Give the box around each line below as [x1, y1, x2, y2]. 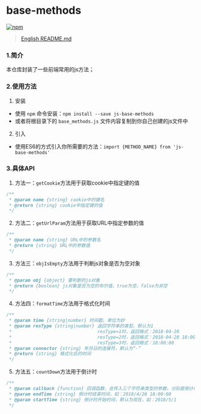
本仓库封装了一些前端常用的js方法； [6, 66, 95, 73]
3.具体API [6, 164, 35, 173]
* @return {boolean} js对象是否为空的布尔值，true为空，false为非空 [8, 283, 168, 289]
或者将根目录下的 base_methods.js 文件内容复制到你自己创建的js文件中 [14, 117, 188, 125]
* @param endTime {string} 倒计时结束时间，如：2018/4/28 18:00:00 [8, 391, 172, 397]
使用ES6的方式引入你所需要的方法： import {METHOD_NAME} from [14, 143, 170, 150]
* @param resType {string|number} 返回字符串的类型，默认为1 [8, 323, 154, 330]
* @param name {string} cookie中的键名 [8, 197, 105, 203]
